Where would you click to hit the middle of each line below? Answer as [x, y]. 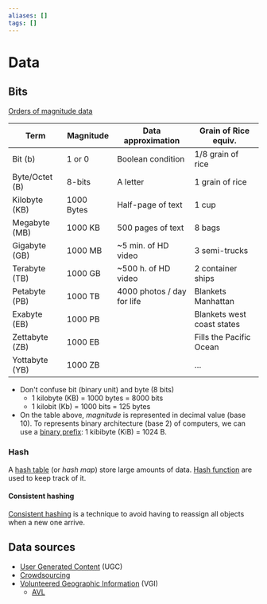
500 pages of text [150, 228]
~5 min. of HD [143, 245]
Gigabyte [29, 245]
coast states [217, 324]
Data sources [42, 547]
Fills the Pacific [222, 337]
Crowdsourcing [45, 575]
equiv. [224, 140]
